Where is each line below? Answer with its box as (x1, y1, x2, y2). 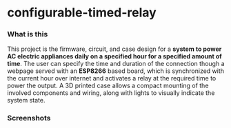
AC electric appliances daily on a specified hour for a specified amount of (7, 52, 222, 61)
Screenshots (7, 114, 51, 123)
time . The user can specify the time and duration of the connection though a (7, 60, 225, 68)
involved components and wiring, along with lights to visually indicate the (7, 89, 215, 97)
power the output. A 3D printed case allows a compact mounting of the (7, 81, 209, 90)
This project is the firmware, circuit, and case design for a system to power (7, 45, 222, 53)
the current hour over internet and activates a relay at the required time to (7, 74, 217, 83)
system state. (7, 96, 46, 105)
